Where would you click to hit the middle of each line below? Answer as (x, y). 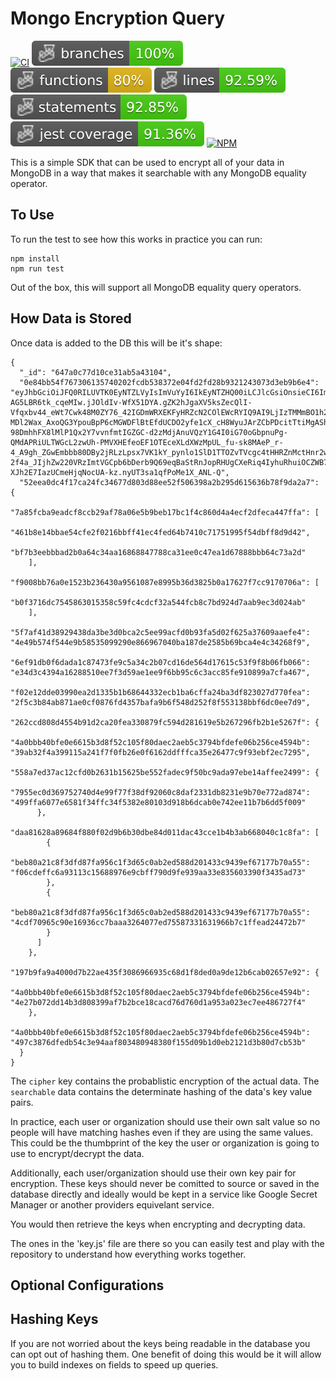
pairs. (22, 1102)
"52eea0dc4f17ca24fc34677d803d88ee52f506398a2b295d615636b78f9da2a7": (169, 482)
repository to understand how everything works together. (128, 1254)
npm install (35, 258)
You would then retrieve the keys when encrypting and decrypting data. (158, 1224)
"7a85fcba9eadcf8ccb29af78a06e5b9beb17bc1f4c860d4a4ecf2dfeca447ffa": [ (165, 512)
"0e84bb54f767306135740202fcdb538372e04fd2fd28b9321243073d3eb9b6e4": (169, 382)
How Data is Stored (71, 318)
